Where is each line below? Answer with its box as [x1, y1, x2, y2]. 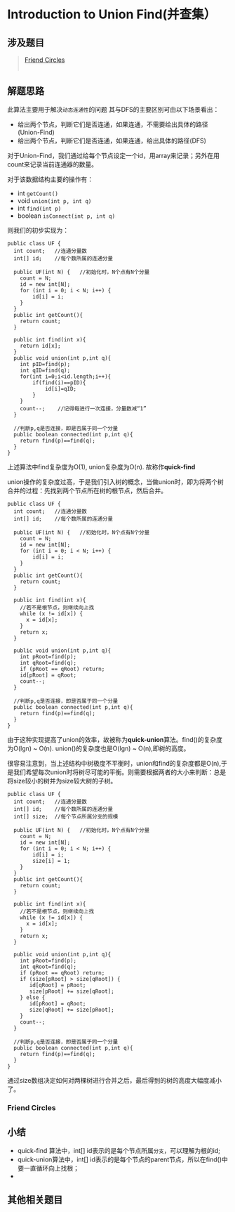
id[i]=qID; [44, 385, 77, 392]
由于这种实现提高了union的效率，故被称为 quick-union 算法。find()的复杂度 [7, 735, 223, 743]
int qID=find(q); [20, 367, 71, 374]
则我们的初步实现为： [7, 226, 69, 234]
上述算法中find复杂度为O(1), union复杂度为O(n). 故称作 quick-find [7, 462, 196, 471]
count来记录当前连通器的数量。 [7, 159, 98, 169]
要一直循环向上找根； [17, 1164, 79, 1172]
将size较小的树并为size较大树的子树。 [7, 776, 117, 785]
